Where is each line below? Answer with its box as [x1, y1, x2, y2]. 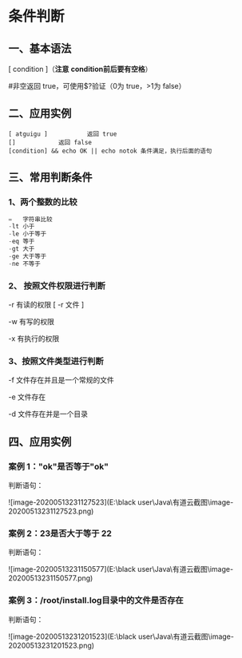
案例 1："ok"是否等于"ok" [8, 461, 109, 472]
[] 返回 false [8, 138, 92, 146]
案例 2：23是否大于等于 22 [8, 528, 112, 539]
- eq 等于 [8, 237, 35, 246]
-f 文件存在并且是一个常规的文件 [8, 375, 114, 385]
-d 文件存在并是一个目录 [8, 409, 88, 419]
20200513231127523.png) [8, 506, 94, 516]
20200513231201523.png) [8, 640, 94, 650]
